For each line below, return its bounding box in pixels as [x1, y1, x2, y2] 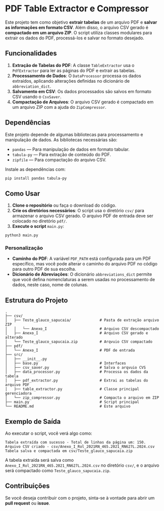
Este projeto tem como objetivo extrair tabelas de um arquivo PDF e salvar [5, 19, 157, 25]
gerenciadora [5, 391, 32, 396]
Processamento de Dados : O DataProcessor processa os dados [12, 72, 141, 79]
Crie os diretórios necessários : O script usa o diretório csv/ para [12, 208, 144, 214]
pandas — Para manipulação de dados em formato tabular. [12, 146, 130, 152]
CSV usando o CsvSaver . [12, 94, 61, 99]
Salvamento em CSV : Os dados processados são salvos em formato [12, 88, 151, 94]
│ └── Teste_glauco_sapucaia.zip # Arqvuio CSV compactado [5, 339, 153, 345]
